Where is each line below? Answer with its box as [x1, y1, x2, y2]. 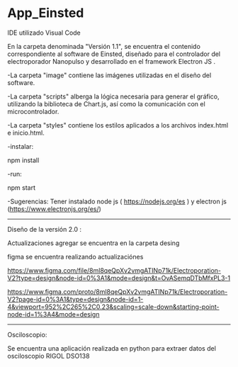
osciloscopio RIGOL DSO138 [7, 351, 90, 360]
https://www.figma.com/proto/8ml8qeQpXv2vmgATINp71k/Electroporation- [7, 287, 228, 295]
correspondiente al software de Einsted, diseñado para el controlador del [7, 50, 221, 58]
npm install [7, 156, 40, 164]
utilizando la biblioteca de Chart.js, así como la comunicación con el [7, 99, 205, 108]
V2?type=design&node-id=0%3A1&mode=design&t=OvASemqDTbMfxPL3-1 [7, 273, 231, 282]
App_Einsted [7, 5, 84, 21]
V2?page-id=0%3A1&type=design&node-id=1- [7, 295, 144, 303]
